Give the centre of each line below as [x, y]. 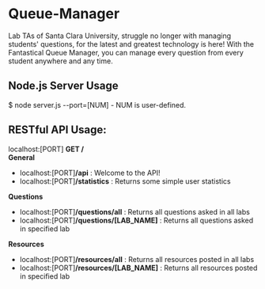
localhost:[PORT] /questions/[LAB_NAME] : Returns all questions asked [136, 220]
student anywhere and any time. [61, 61]
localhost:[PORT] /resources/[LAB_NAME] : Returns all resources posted [138, 268]
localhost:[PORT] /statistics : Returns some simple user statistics [125, 181]
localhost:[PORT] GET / [46, 149]
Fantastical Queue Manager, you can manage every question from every [126, 52]
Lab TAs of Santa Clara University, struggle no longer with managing [120, 36]
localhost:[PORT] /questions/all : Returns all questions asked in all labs [135, 211]
